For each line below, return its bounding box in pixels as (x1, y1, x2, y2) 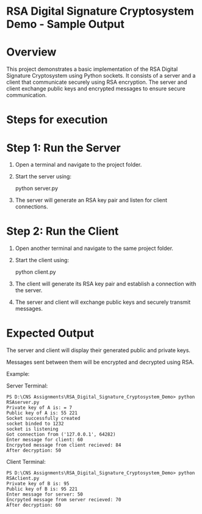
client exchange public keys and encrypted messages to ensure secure (6, 85, 186, 92)
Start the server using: (15, 173, 72, 180)
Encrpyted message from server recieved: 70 (6, 497, 121, 503)
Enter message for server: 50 (6, 491, 84, 497)
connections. (15, 203, 48, 210)
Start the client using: (15, 257, 69, 264)
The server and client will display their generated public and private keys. (6, 347, 191, 354)
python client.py (15, 268, 56, 276)
